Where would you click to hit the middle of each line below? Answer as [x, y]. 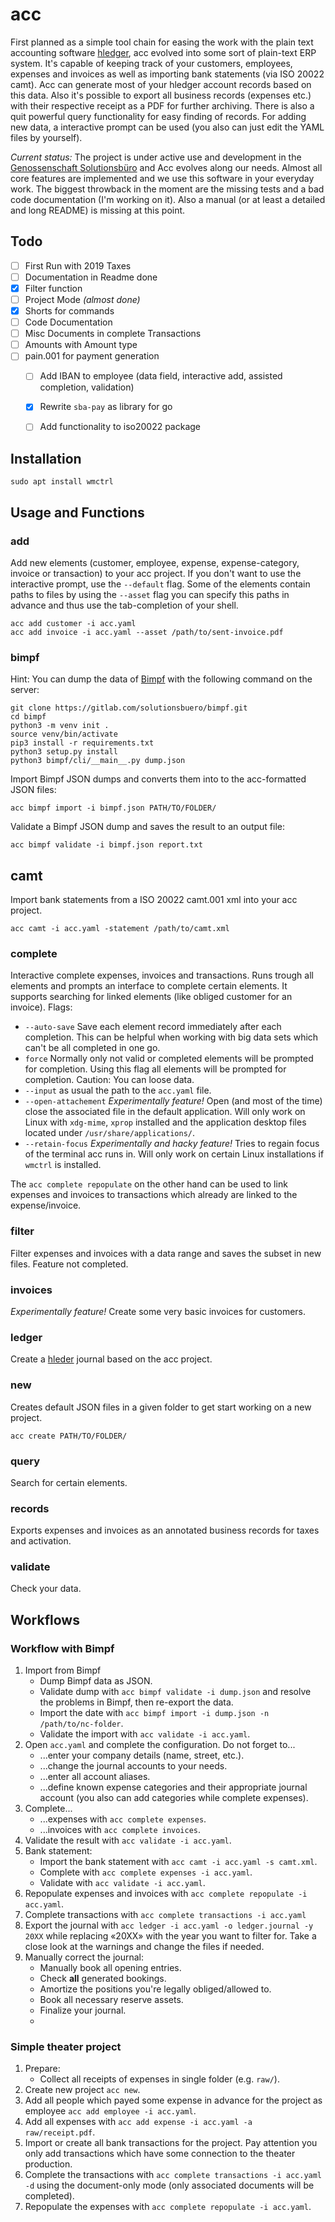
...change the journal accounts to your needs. [133, 1766]
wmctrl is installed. [63, 1165]
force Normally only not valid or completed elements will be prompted [169, 1059]
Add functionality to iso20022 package [120, 427]
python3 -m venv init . [60, 726]
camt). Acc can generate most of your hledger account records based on [161, 84]
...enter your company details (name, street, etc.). [142, 1755]
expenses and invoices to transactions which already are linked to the [154, 1195]
